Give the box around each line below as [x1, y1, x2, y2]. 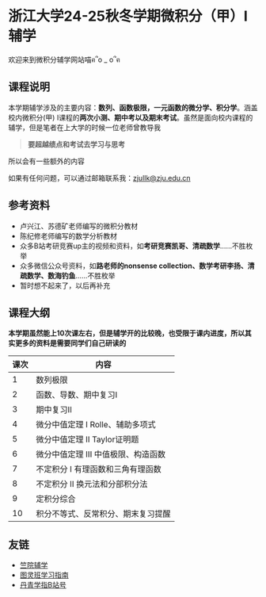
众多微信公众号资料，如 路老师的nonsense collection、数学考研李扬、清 [19, 261, 255, 270]
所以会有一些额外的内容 [8, 156, 85, 166]
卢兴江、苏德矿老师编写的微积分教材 [19, 221, 139, 231]
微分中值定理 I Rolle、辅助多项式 [36, 419, 156, 431]
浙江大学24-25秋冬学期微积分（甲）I [8, 7, 248, 25]
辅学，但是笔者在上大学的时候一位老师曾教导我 [8, 122, 161, 132]
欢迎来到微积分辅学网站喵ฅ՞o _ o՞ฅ [8, 55, 120, 64]
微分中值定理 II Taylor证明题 [36, 434, 139, 445]
